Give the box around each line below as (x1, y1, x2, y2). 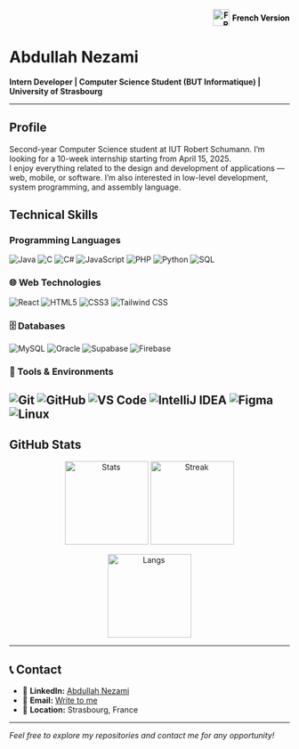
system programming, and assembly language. (9, 182, 182, 192)
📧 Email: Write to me (21, 695, 98, 705)
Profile (9, 120, 47, 135)
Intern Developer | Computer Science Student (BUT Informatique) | (9, 76, 261, 87)
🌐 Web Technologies (9, 276, 101, 289)
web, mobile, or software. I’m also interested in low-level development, (9, 172, 269, 183)
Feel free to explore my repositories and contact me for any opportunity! (9, 729, 275, 740)
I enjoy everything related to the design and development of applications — (9, 162, 286, 173)
